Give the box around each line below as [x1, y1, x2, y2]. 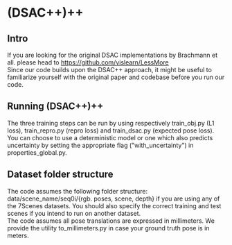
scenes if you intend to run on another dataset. [7, 209, 141, 217]
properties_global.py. [7, 148, 68, 157]
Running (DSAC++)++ [7, 101, 104, 112]
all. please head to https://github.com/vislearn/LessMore [7, 58, 169, 67]
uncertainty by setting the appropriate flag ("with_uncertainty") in [7, 141, 194, 149]
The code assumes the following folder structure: [7, 187, 148, 195]
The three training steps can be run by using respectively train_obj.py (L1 [7, 119, 215, 127]
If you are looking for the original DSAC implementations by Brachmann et [7, 51, 218, 59]
